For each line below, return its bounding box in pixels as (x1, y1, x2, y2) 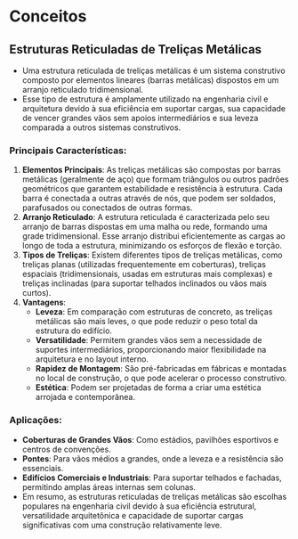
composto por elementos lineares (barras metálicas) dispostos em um (21, 75, 279, 86)
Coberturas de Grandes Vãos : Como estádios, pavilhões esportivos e (21, 434, 278, 445)
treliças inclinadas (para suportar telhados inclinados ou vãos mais (21, 278, 267, 289)
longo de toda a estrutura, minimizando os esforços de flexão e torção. (21, 241, 283, 251)
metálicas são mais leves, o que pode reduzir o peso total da (35, 316, 258, 327)
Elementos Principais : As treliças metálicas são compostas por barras (21, 165, 282, 176)
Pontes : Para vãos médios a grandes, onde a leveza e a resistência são (21, 453, 284, 464)
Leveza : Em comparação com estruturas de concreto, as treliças (35, 306, 273, 317)
